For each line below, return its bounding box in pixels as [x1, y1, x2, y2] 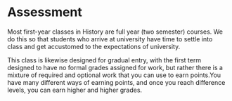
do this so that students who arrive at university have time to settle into [7, 34, 213, 43]
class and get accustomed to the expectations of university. [7, 42, 181, 50]
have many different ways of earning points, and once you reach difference [7, 78, 226, 86]
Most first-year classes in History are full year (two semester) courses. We [7, 27, 224, 36]
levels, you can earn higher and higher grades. [7, 86, 143, 94]
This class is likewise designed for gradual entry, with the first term [7, 55, 202, 64]
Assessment [7, 4, 82, 20]
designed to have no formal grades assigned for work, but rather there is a [7, 63, 224, 72]
